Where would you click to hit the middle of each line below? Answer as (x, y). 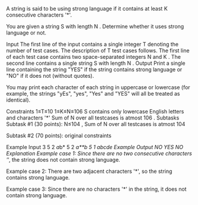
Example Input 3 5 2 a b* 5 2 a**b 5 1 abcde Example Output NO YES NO (95, 147)
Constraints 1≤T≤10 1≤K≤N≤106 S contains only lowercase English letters (95, 111)
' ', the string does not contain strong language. (63, 160)
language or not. (26, 33)
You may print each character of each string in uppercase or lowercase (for (98, 87)
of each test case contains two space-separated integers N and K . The (93, 57)
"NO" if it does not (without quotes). (50, 76)
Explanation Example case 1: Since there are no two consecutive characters (99, 153)
